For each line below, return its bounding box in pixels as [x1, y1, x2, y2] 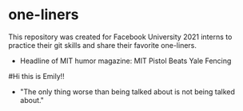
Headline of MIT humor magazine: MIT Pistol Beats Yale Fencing [19, 56, 232, 65]
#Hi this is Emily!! [8, 71, 66, 81]
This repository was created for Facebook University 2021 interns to [8, 32, 233, 42]
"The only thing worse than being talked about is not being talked [19, 86, 236, 97]
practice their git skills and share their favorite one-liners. [8, 40, 197, 50]
